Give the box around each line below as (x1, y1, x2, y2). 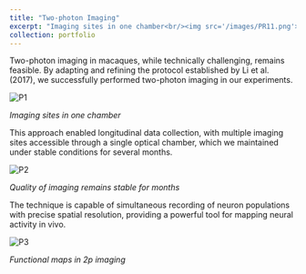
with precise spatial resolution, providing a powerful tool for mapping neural (9, 209, 294, 220)
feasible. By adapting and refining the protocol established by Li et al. (9, 65, 270, 76)
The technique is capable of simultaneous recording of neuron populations (9, 199, 290, 210)
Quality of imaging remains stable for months (9, 182, 180, 193)
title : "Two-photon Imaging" (9, 13, 120, 23)
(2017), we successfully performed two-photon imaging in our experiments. (9, 75, 293, 86)
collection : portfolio (9, 30, 96, 39)
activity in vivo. (9, 219, 66, 230)
